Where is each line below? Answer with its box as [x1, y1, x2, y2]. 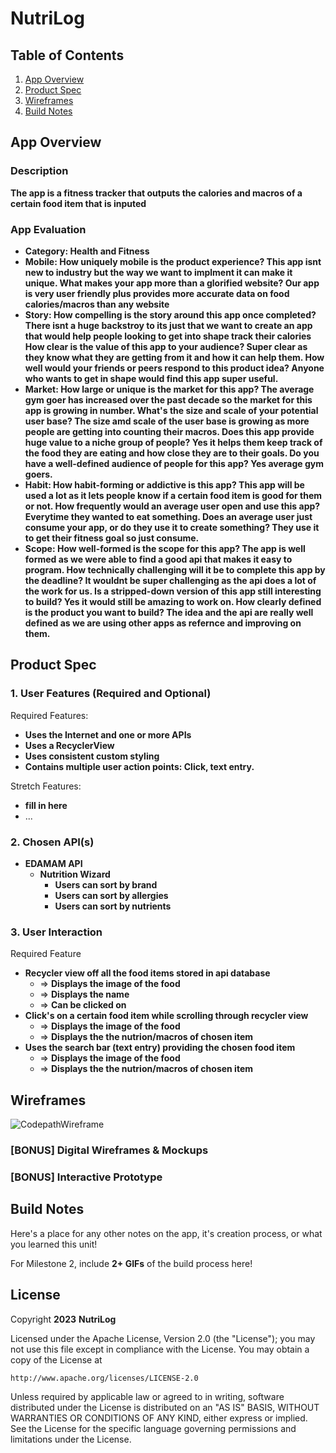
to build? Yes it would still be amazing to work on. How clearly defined [24, 595, 322, 607]
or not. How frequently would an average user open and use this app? [24, 500, 321, 512]
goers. [24, 468, 53, 480]
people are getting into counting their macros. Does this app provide [24, 425, 315, 437]
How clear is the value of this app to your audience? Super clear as [24, 340, 308, 352]
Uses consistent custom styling [24, 750, 160, 762]
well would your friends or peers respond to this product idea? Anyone [24, 362, 325, 374]
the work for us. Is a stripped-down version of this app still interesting [24, 585, 322, 597]
